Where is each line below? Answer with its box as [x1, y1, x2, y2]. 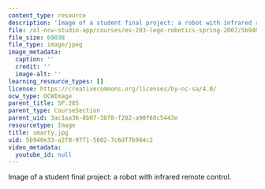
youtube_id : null [15, 150, 73, 158]
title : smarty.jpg [8, 128, 69, 136]
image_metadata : [8, 48, 62, 56]
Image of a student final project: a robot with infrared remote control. [8, 172, 232, 182]
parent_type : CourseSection [8, 107, 101, 115]
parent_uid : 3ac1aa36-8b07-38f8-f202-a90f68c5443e [8, 114, 178, 122]
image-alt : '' [15, 70, 62, 78]
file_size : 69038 [8, 33, 65, 42]
